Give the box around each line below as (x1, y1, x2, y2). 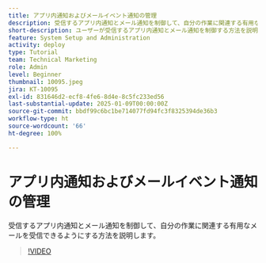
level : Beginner (8, 71, 62, 78)
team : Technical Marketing (8, 56, 97, 64)
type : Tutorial (8, 48, 59, 56)
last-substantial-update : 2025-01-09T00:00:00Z (8, 100, 169, 108)
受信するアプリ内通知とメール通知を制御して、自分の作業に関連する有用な (8, 220, 251, 230)
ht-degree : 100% (8, 129, 62, 137)
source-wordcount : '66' (8, 122, 87, 130)
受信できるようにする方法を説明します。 (28, 231, 161, 240)
